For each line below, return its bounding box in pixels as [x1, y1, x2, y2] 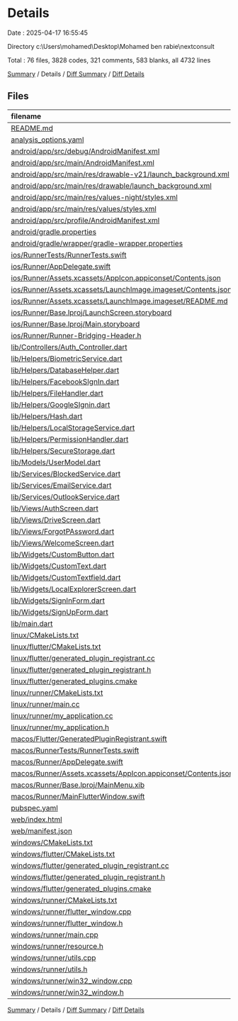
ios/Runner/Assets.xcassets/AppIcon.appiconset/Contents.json [11, 273, 221, 283]
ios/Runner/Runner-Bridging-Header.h [11, 330, 142, 340]
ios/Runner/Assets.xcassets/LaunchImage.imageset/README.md [11, 296, 228, 306]
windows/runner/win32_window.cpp [11, 976, 132, 986]
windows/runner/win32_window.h [11, 987, 124, 997]
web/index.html [11, 814, 62, 824]
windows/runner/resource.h [11, 941, 104, 951]
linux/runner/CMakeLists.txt [11, 688, 103, 698]
